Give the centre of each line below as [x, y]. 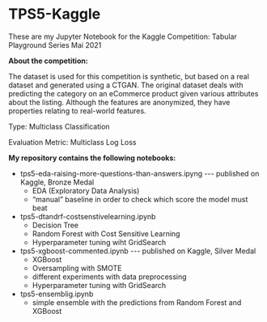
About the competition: [49, 61]
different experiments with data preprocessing [110, 277]
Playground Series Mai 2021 [55, 44]
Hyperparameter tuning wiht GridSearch [99, 242]
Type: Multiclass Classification [59, 126]
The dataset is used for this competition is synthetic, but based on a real [129, 76]
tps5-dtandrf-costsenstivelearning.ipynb [88, 216]
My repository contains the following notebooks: [92, 158]
